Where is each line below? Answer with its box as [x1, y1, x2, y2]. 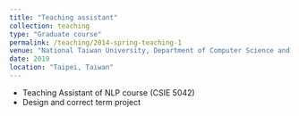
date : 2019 [9, 54, 50, 63]
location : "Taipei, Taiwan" [9, 63, 115, 72]
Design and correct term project [21, 96, 141, 107]
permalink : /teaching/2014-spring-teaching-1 [9, 37, 182, 47]
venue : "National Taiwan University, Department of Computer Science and [9, 46, 291, 55]
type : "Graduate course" [9, 29, 102, 38]
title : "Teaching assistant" [9, 12, 118, 22]
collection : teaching [9, 21, 90, 30]
